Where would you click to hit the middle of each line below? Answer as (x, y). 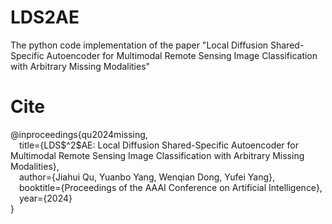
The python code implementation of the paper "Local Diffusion (139, 45)
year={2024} (46, 198)
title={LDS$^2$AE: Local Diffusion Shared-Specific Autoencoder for (159, 145)
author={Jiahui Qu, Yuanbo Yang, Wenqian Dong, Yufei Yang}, (147, 177)
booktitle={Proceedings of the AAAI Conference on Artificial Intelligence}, (171, 187)
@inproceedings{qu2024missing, (79, 134)
